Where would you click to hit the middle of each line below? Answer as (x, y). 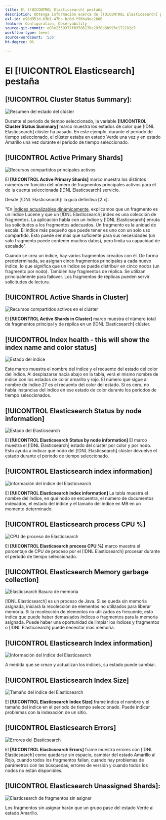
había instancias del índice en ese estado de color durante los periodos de (81, 390)
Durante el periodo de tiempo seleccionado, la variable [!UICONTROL (76, 121)
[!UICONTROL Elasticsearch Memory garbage (77, 572)
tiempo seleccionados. (28, 395)
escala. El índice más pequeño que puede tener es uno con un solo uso (78, 230)
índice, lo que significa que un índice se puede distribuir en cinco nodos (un (82, 266)
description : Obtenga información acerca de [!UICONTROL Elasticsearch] (82, 14)
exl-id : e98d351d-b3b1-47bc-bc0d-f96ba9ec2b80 (54, 19)
